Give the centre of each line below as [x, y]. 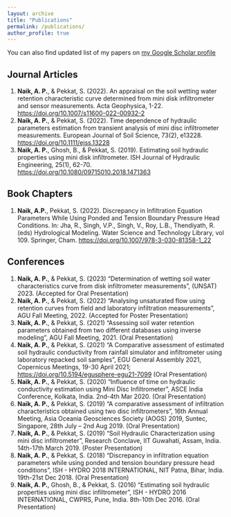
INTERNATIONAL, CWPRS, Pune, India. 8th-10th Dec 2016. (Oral [108, 499]
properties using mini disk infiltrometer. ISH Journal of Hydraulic [109, 157]
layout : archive [30, 14]
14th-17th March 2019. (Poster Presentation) [80, 448]
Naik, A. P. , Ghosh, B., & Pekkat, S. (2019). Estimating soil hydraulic [113, 150]
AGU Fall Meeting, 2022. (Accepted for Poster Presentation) [103, 315]
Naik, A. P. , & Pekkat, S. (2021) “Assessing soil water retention [106, 322]
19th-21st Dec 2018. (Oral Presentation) [73, 477]
